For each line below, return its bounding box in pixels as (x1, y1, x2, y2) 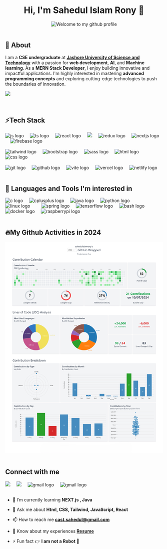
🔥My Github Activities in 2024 (5, 228, 101, 237)
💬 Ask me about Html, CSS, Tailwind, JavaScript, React (12, 506, 128, 512)
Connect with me (5, 468, 60, 476)
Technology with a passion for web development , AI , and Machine (5, 60, 145, 66)
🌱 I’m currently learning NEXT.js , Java (12, 496, 92, 503)
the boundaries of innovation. (5, 81, 66, 87)
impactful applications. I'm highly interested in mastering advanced (5, 70, 144, 76)
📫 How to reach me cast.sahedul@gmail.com (12, 516, 110, 522)
